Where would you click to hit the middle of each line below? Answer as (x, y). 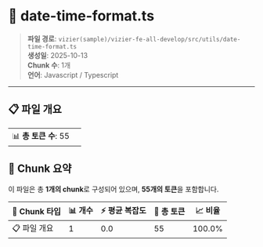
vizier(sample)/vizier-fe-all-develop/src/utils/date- (150, 39)
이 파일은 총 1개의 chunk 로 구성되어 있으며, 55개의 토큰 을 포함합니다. (113, 189)
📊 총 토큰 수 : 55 (41, 136)
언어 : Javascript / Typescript (73, 74)
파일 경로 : (42, 38)
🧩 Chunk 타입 (36, 212)
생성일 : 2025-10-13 (58, 55)
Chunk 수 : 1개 (49, 65)
